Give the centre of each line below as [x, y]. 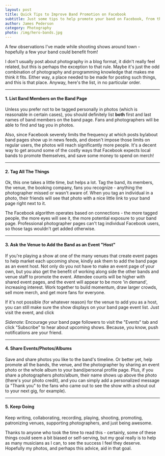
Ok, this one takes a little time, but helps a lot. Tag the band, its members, [79, 183]
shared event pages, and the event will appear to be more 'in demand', [77, 282]
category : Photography [28, 28]
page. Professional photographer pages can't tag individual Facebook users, [82, 224]
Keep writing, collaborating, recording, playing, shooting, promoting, [74, 418]
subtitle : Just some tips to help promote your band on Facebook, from [80, 19]
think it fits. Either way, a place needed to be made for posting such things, [81, 77]
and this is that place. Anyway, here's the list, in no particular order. [73, 82]
